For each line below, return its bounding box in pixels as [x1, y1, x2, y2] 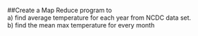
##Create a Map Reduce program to [7, 6, 113, 14]
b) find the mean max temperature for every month [7, 21, 155, 29]
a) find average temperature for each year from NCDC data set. [7, 13, 192, 22]
